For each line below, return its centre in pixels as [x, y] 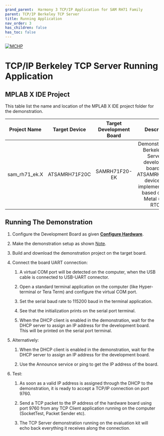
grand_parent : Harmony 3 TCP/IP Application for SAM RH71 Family [74, 10]
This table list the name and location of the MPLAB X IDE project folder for [80, 106]
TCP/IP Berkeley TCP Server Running [82, 66]
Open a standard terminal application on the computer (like [79, 286]
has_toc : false [20, 32]
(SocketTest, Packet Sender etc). [52, 413]
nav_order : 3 [18, 23]
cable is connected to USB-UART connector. [64, 277]
